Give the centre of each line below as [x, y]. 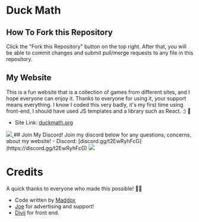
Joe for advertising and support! [54, 206]
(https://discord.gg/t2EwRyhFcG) [47, 148]
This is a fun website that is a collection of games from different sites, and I [98, 92]
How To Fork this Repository [59, 32]
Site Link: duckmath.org [44, 122]
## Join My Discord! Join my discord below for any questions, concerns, [102, 135]
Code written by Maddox [45, 200]
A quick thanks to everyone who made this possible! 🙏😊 [74, 188]
